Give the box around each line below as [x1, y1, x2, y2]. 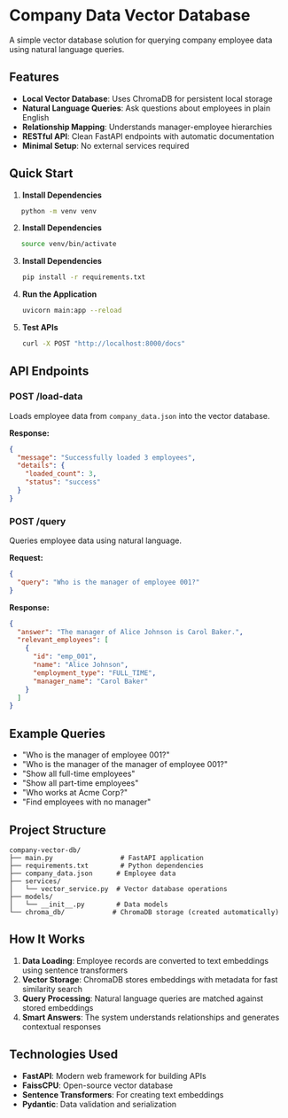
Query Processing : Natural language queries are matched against [21, 993, 264, 1004]
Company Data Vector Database [9, 5, 251, 26]
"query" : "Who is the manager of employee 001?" [17, 578, 200, 586]
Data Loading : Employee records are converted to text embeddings [21, 955, 269, 966]
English [21, 112, 50, 122]
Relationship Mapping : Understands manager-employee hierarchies [21, 121, 273, 132]
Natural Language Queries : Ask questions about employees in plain [21, 103, 271, 113]
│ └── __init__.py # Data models [9, 900, 168, 909]
